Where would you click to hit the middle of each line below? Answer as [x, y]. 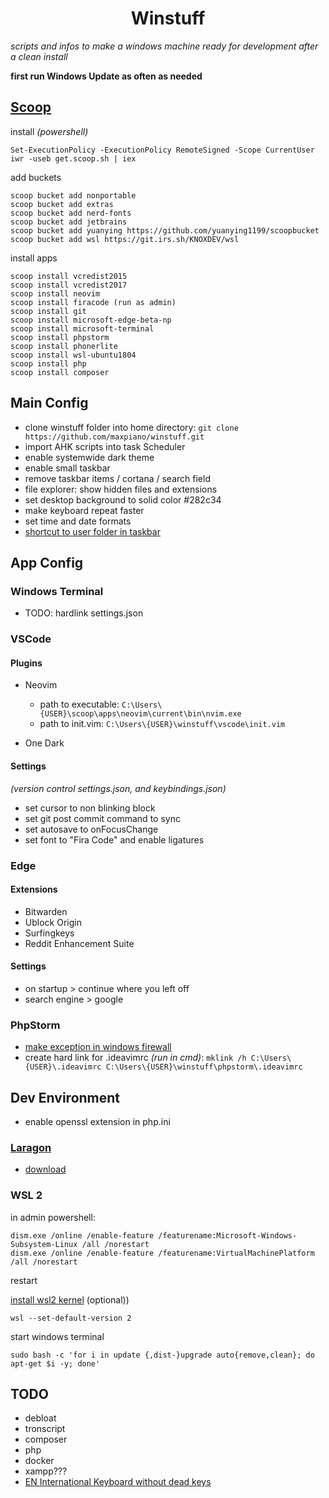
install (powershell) [49, 131]
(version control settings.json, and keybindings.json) [118, 788]
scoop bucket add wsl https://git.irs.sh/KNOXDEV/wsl [125, 239]
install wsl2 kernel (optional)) [70, 1299]
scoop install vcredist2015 [69, 276]
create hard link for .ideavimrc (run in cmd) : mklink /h [135, 1058]
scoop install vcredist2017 [69, 285]
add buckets [36, 177]
